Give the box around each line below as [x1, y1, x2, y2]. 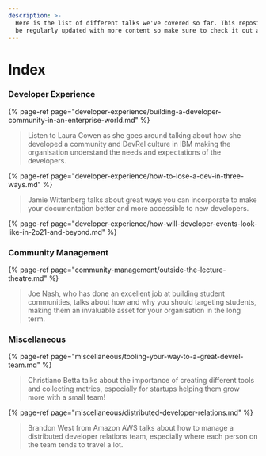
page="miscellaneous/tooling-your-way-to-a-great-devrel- [50, 352, 244, 362]
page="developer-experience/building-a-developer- [50, 106, 222, 116]
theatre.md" [8, 274, 47, 283]
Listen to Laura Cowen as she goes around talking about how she [27, 130, 241, 140]
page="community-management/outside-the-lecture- [50, 265, 227, 274]
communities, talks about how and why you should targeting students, [27, 297, 257, 307]
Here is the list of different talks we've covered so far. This [15, 19, 236, 27]
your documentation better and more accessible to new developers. [27, 203, 249, 213]
